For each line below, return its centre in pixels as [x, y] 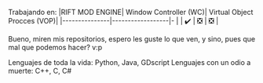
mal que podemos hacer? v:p [55, 47]
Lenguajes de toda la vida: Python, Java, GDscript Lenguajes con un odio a [130, 62]
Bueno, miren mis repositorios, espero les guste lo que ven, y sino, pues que [132, 39]
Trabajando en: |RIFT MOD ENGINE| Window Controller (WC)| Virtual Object [131, 12]
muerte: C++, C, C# [40, 71]
